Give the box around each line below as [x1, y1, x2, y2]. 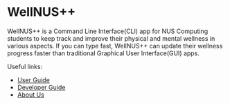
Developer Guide [17, 83, 66, 91]
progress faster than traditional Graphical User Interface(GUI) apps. [7, 49, 200, 57]
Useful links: [7, 62, 43, 70]
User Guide [17, 75, 50, 84]
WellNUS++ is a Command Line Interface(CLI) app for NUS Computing [7, 27, 209, 35]
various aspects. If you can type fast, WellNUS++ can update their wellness [7, 41, 223, 50]
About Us [17, 90, 45, 99]
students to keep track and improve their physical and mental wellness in [7, 34, 215, 42]
